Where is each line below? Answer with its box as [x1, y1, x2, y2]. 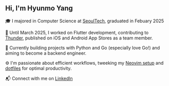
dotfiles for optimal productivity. [5, 65, 72, 71]
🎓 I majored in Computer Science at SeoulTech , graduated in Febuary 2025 [5, 18, 164, 24]
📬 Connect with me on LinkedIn [5, 75, 73, 81]
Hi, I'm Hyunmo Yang [5, 4, 73, 13]
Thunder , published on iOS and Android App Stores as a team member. [5, 35, 153, 41]
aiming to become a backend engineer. [5, 50, 87, 56]
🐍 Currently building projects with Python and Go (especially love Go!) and [5, 45, 160, 51]
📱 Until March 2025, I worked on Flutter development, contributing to [5, 29, 149, 35]
